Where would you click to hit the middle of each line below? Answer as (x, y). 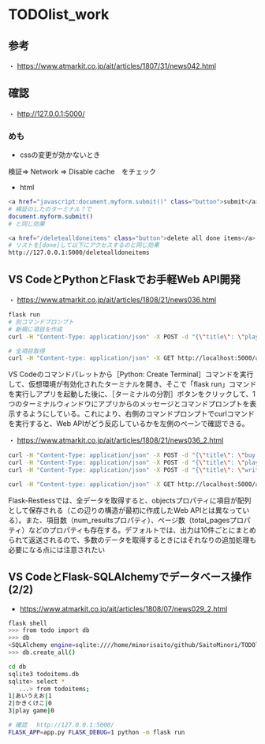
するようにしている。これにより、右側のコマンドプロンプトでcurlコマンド (134, 414)
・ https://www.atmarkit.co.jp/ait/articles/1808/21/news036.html (112, 300)
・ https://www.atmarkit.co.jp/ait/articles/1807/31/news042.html (112, 66)
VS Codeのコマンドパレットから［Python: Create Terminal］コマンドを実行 (131, 374)
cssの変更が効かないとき (60, 155)
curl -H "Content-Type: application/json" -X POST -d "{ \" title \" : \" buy (132, 455)
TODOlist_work (59, 15)
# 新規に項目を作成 (35, 329)
